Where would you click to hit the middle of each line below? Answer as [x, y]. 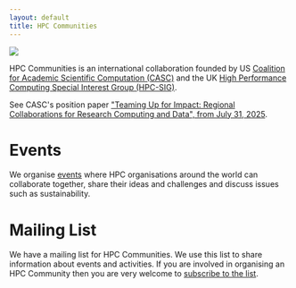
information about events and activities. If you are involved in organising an [147, 264]
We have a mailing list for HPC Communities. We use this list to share [136, 255]
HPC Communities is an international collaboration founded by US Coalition [147, 68]
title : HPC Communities [53, 26]
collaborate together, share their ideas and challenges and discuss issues [144, 184]
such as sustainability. [50, 194]
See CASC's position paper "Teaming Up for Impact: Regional [122, 105]
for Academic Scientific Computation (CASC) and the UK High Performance [148, 78]
